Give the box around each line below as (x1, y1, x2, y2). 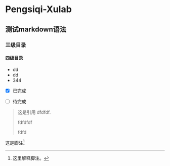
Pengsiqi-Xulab (5, 4, 72, 15)
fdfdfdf (17, 119, 33, 125)
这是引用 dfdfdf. (17, 109, 51, 115)
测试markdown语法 (5, 25, 67, 33)
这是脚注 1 (5, 139, 25, 146)
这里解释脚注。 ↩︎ (12, 155, 49, 161)
